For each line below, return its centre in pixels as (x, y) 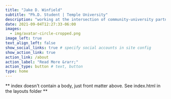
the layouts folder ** (26, 91)
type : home (17, 72)
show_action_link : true (31, 52)
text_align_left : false (31, 43)
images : (13, 29)
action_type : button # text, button (44, 67)
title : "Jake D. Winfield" (34, 10)
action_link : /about (27, 57)
